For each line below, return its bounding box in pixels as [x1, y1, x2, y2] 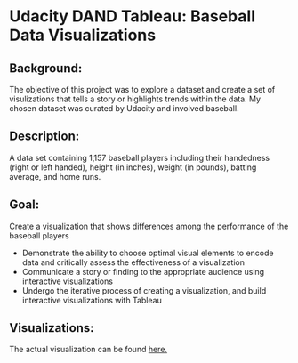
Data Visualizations [9, 25, 157, 45]
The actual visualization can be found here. [9, 344, 167, 355]
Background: [9, 60, 83, 76]
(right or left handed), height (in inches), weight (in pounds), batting [9, 162, 257, 173]
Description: [9, 129, 80, 144]
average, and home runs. [9, 171, 101, 181]
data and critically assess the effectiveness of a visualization [21, 256, 245, 268]
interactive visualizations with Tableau [21, 294, 162, 305]
